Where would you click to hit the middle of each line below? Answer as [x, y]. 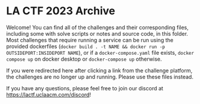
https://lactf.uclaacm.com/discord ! [49, 94]
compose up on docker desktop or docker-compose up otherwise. [84, 59]
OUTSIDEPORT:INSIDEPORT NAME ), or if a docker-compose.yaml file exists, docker [100, 52]
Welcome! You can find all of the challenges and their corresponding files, [97, 27]
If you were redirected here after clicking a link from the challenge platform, [99, 70]
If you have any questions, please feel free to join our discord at [85, 88]
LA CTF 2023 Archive [61, 11]
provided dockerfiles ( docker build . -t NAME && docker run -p [86, 46]
